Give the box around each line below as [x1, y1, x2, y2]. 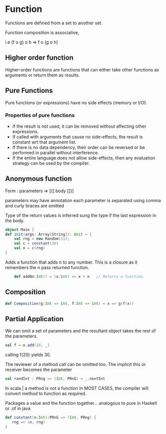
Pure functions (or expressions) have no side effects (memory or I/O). [5, 99, 148, 105]
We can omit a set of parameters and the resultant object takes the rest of [5, 328, 156, 334]
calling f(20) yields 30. [5, 352, 51, 358]
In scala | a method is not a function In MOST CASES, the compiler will [5, 385, 149, 391]
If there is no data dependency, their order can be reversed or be [12, 144, 145, 150]
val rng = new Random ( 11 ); [14, 236, 70, 241]
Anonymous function [5, 175, 72, 183]
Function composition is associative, [5, 29, 79, 35]
